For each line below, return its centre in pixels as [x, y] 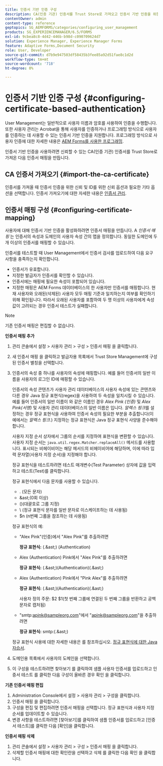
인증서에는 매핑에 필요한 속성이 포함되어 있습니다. [59, 281]
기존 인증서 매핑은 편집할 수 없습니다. [40, 325]
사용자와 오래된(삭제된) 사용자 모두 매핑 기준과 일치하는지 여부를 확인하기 [86, 293]
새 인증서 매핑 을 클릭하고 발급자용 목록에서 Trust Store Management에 [80, 356]
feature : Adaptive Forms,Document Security [50, 46]
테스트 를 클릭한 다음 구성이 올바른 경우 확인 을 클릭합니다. [76, 675]
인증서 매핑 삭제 [20, 736]
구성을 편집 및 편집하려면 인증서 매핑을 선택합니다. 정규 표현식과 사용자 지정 [83, 707]
